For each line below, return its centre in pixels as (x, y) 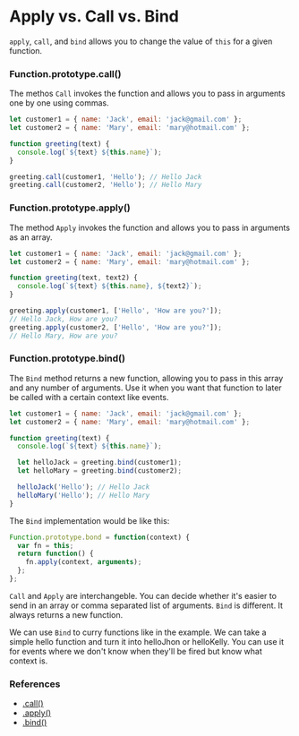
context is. (29, 661)
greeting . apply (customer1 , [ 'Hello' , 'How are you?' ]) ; (115, 311)
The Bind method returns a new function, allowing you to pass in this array (146, 378)
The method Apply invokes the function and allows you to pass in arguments (150, 227)
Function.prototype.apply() (70, 208)
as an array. (31, 237)
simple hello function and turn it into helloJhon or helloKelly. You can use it (147, 641)
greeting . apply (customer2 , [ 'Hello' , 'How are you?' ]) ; (115, 327)
